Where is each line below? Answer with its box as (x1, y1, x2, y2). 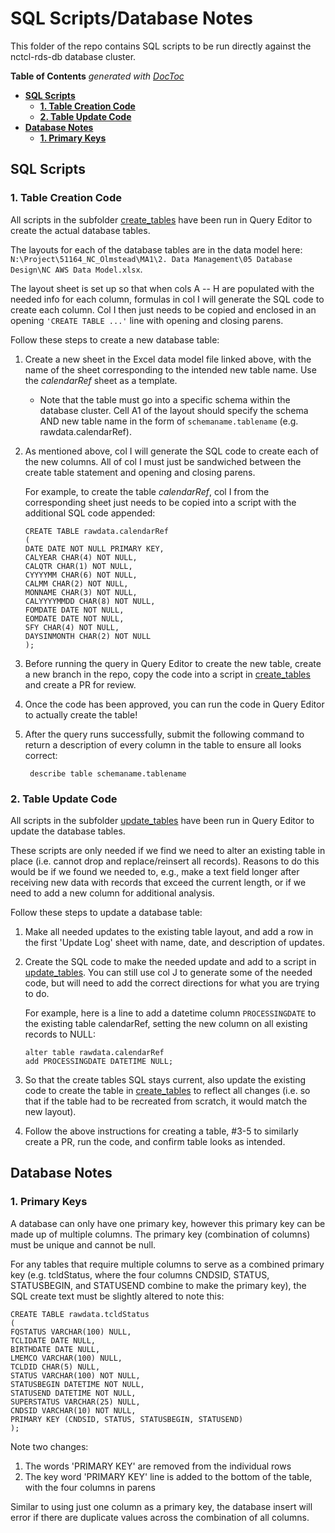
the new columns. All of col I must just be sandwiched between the (24, 455, 302, 467)
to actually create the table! (24, 708, 138, 721)
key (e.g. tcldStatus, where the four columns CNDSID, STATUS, (10, 1268, 270, 1281)
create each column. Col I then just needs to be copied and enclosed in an (10, 303, 317, 316)
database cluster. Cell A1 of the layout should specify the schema (39, 404, 309, 416)
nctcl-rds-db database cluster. (10, 50, 137, 62)
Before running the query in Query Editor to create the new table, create (24, 657, 322, 669)
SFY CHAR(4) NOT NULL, (24, 622, 120, 632)
